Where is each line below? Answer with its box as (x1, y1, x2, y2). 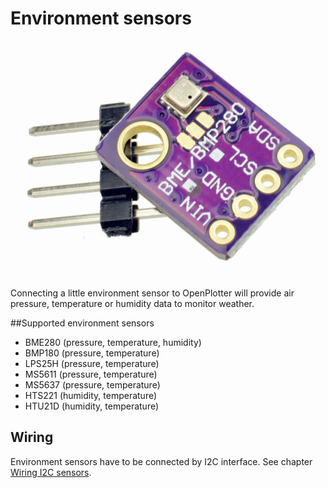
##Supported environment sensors (10, 317, 155, 329)
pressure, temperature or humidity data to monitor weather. (10, 297, 255, 309)
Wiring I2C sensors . (10, 466, 92, 478)
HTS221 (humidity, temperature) (24, 389, 158, 401)
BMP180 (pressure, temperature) (24, 347, 160, 359)
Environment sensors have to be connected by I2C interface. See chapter (10, 455, 313, 467)
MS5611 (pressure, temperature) (24, 368, 158, 380)
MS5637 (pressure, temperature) (24, 378, 161, 391)
